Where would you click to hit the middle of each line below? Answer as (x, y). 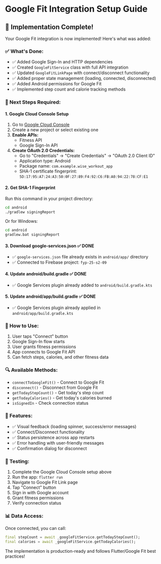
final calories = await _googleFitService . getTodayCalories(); (71, 542)
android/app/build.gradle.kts (43, 313)
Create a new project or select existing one (55, 130)
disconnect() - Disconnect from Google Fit (55, 388)
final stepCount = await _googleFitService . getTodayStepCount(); (72, 537)
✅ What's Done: (24, 51)
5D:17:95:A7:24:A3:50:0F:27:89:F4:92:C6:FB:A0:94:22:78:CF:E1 (84, 177)
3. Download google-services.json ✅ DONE (50, 246)
